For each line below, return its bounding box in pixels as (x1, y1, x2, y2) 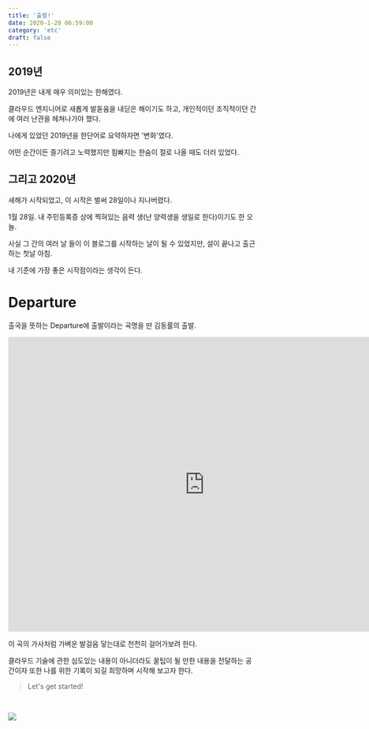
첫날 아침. (22, 248, 53, 257)
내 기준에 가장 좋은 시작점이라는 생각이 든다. (8, 265, 143, 275)
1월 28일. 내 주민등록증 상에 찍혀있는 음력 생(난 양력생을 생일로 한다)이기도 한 (8, 212, 245, 221)
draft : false (8, 33, 51, 42)
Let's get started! (27, 681, 84, 691)
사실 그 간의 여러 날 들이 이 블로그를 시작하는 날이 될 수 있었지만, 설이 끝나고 (8, 239, 241, 248)
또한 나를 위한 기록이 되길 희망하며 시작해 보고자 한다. (28, 665, 193, 675)
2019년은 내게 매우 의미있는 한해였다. (8, 88, 123, 97)
